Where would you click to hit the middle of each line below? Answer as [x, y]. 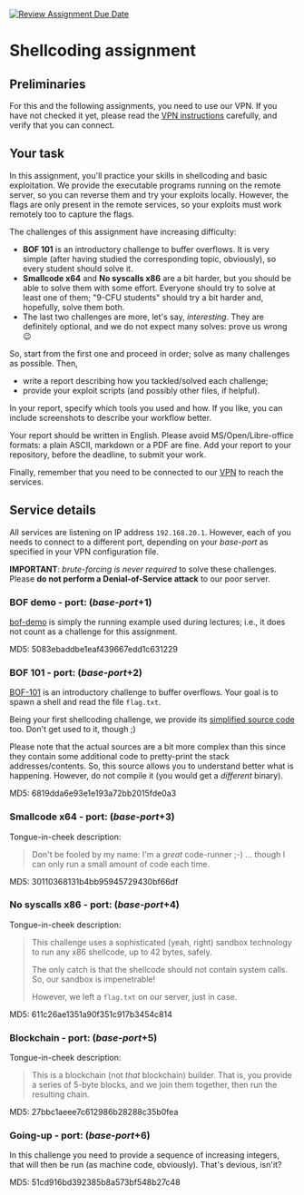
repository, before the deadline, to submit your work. [108, 455]
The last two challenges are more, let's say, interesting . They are [143, 317]
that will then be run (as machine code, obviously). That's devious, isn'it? [146, 1165]
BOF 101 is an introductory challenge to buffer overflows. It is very [146, 249]
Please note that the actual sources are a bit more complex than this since [147, 747]
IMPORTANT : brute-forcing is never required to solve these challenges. [143, 569]
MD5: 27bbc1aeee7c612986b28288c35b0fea [94, 1112]
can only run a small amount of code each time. [121, 864]
